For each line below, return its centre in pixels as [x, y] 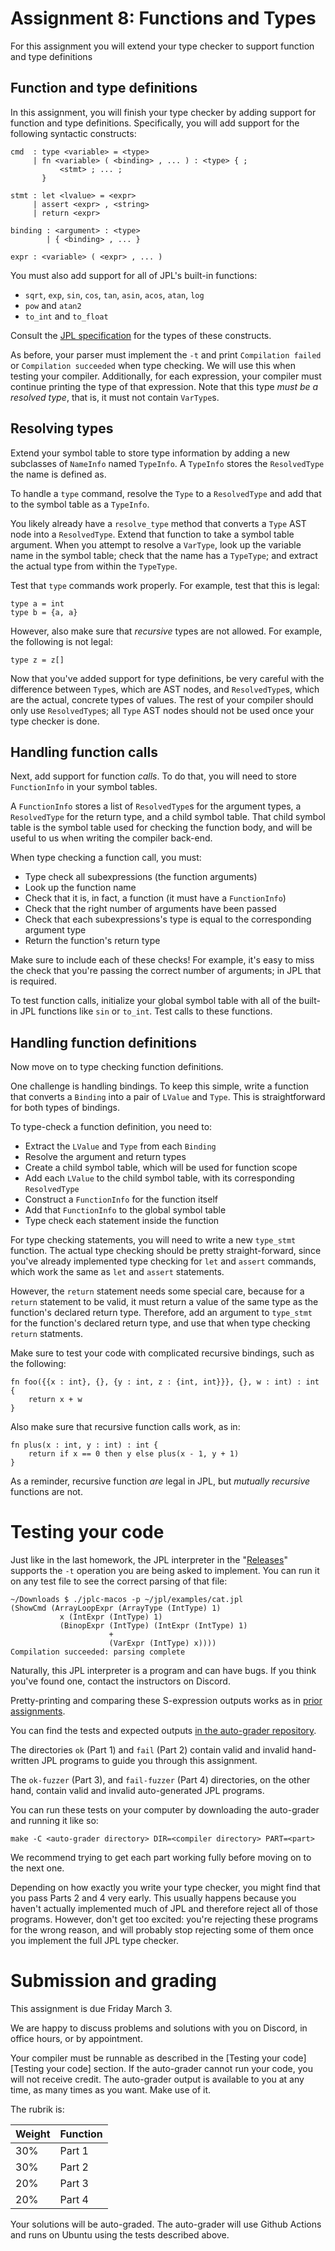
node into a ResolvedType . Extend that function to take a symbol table [152, 534]
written [25, 1761]
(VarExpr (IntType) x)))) [162, 1643]
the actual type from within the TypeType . [94, 566]
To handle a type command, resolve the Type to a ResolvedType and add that [166, 493]
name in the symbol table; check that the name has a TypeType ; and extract [164, 555]
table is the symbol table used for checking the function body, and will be [161, 828]
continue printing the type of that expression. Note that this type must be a [164, 386]
